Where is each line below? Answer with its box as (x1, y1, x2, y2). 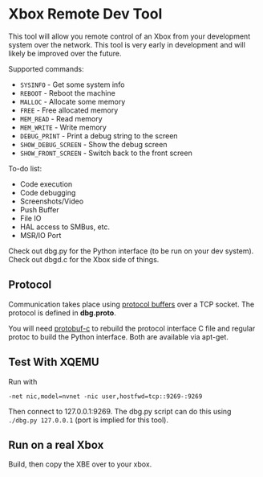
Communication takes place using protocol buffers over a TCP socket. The (8, 299, 255, 309)
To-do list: (8, 163, 42, 173)
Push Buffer (19, 204, 59, 214)
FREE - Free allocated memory (19, 105, 119, 115)
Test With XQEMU (8, 356, 99, 369)
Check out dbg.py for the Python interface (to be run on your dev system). (8, 246, 254, 256)
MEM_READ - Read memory (19, 113, 103, 123)
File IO (19, 213, 42, 223)
